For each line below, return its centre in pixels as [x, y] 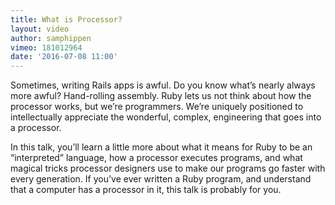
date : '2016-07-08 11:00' [64, 57]
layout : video [40, 29]
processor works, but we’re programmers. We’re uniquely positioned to [157, 107]
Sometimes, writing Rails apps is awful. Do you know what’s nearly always [163, 85]
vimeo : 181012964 [46, 47]
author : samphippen [51, 38]
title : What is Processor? [66, 19]
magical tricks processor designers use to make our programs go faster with [168, 168]
